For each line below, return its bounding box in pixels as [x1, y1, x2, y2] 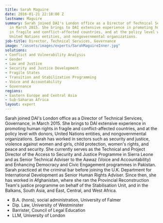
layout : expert [5, 102, 36, 107]
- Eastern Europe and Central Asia [5, 93, 77, 98]
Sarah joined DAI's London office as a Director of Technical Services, [5, 115, 143, 121]
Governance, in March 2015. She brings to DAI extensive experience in [5, 120, 146, 126]
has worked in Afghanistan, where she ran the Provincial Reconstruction [5, 177, 149, 183]
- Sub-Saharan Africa [5, 98, 49, 103]
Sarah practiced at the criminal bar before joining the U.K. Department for [5, 167, 152, 172]
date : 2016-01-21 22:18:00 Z [5, 12, 64, 17]
